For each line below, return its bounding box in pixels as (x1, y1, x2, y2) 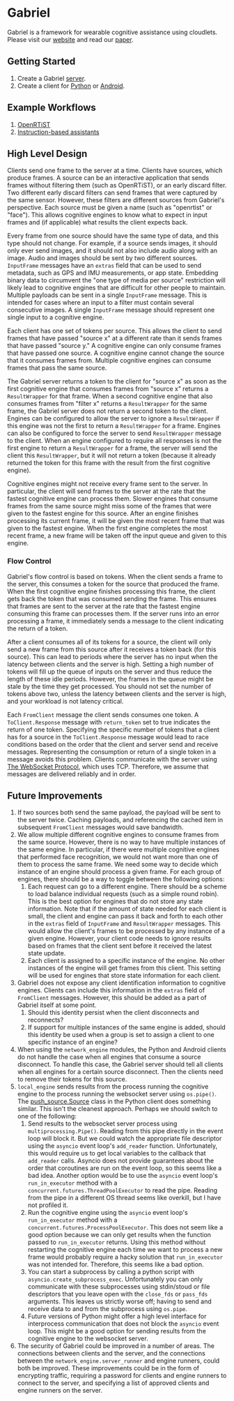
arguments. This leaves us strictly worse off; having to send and (27, 1297, 212, 1305)
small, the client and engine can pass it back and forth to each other (27, 912, 224, 921)
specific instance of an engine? (27, 1038, 118, 1047)
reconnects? (27, 1016, 64, 1024)
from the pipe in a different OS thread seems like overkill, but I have (27, 1194, 221, 1202)
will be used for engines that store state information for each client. (27, 971, 221, 980)
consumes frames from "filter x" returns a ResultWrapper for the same (7, 400, 208, 408)
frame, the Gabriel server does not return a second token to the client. (7, 407, 208, 416)
